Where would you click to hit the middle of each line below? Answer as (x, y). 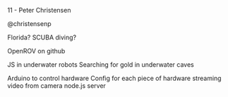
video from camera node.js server (56, 86)
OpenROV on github (36, 51)
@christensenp (29, 24)
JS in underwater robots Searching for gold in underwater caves (101, 65)
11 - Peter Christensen (39, 10)
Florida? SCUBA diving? (42, 37)
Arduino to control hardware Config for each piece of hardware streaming (114, 78)
